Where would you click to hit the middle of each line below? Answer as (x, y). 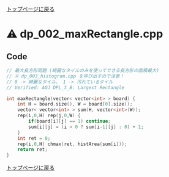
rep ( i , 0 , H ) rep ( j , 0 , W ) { (49, 116)
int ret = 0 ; (34, 138)
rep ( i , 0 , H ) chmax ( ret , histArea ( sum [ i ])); (72, 144)
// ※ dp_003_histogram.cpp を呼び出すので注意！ (65, 76)
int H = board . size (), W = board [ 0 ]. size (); (75, 104)
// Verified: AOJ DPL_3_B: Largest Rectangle (65, 87)
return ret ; (32, 150)
